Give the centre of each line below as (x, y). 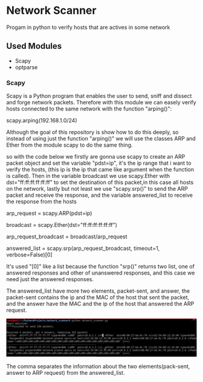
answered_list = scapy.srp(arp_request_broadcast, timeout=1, (83, 249)
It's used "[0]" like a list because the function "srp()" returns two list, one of (101, 267)
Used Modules (34, 46)
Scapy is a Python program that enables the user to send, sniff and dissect (99, 96)
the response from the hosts (41, 202)
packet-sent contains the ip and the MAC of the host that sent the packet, (98, 298)
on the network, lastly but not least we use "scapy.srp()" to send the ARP (97, 189)
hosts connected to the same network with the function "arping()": (89, 109)
